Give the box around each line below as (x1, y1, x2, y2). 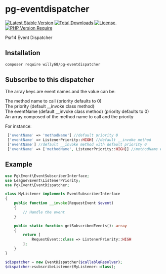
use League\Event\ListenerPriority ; (5, 178, 81, 183)
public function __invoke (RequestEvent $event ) (14, 201, 114, 205)
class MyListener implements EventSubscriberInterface (5, 191, 121, 197)
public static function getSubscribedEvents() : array (14, 223, 127, 228)
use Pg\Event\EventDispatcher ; (5, 182, 70, 188)
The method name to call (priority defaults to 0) (5, 98, 102, 104)
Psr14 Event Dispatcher (5, 34, 53, 40)
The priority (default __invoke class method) (5, 103, 95, 109)
